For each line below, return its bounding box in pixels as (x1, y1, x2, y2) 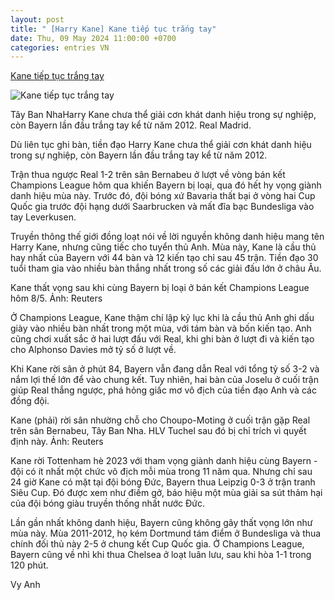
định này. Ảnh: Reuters (10, 436, 104, 448)
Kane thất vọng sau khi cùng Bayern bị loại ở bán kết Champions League (10, 282, 310, 294)
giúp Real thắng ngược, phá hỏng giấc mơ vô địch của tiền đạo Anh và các (10, 384, 317, 396)
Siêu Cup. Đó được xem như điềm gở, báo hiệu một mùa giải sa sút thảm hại (10, 487, 323, 499)
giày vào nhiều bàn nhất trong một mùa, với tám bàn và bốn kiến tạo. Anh (10, 322, 312, 335)
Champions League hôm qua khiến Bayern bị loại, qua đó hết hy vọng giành (10, 179, 322, 191)
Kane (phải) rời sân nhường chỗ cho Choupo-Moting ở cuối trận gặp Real (10, 414, 311, 426)
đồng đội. (10, 395, 50, 407)
